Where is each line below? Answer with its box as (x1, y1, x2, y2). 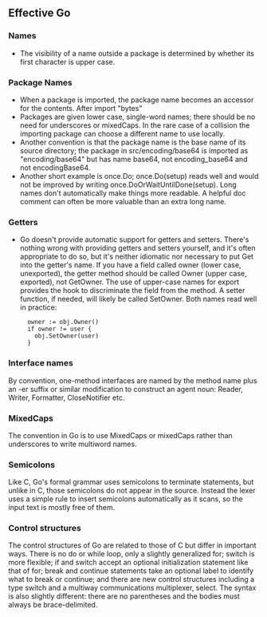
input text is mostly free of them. (8, 503, 116, 512)
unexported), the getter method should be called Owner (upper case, (19, 269, 247, 279)
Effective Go (8, 6, 71, 20)
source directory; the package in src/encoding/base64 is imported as (19, 145, 249, 155)
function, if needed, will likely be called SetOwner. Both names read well (19, 295, 257, 304)
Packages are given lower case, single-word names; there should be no (19, 112, 256, 121)
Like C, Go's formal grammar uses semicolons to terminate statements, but (8, 477, 254, 487)
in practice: (19, 303, 57, 312)
